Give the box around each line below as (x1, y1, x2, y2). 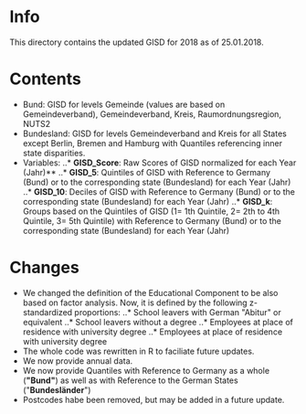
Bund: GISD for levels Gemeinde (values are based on (22, 99, 226, 110)
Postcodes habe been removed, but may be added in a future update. (22, 394, 285, 405)
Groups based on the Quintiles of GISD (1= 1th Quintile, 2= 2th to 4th (22, 206, 280, 217)
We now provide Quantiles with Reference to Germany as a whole (22, 365, 270, 376)
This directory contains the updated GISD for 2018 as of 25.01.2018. (9, 37, 264, 48)
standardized (22, 306, 73, 317)
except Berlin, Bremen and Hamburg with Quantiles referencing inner (22, 137, 283, 148)
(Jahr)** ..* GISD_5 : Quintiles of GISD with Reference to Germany (22, 166, 271, 177)
